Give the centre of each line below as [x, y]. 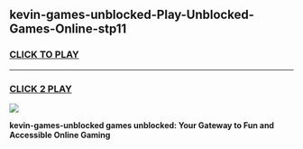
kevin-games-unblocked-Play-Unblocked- [132, 15]
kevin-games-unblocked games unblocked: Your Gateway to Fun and [142, 125]
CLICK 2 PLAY [41, 88]
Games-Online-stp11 [68, 29]
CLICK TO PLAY [44, 55]
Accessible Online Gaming [60, 135]
